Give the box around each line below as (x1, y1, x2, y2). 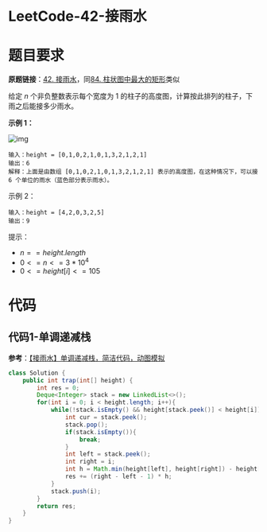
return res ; (37, 502, 77, 510)
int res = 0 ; (37, 383, 80, 392)
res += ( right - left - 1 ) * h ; (64, 472, 172, 481)
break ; (79, 435, 102, 444)
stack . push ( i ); (50, 487, 102, 495)
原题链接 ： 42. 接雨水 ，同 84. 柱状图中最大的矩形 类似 (8, 75, 180, 84)
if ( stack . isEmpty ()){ (64, 428, 137, 436)
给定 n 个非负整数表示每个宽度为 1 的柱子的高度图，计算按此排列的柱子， (8, 91, 246, 101)
